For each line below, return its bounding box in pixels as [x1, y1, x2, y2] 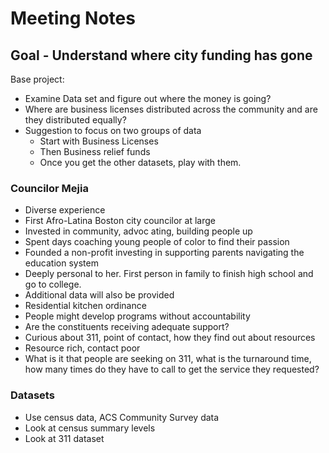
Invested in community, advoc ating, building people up [24, 225, 253, 237]
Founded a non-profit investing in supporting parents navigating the [24, 247, 305, 259]
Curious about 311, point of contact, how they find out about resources [24, 332, 316, 344]
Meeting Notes [10, 7, 136, 30]
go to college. [24, 278, 82, 291]
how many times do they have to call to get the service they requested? [24, 363, 320, 376]
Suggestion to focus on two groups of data [24, 125, 202, 136]
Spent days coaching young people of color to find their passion [24, 236, 290, 248]
